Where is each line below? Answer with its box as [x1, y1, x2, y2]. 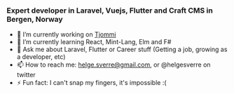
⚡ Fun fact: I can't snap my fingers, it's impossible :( [16, 79, 167, 87]
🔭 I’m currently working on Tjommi [16, 30, 116, 39]
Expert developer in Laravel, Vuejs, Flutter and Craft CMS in [6, 6, 213, 15]
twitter [16, 71, 36, 79]
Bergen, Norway [6, 14, 64, 24]
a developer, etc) [16, 53, 66, 61]
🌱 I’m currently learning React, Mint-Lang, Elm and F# [16, 38, 172, 46]
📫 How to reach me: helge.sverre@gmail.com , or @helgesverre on [16, 60, 211, 69]
